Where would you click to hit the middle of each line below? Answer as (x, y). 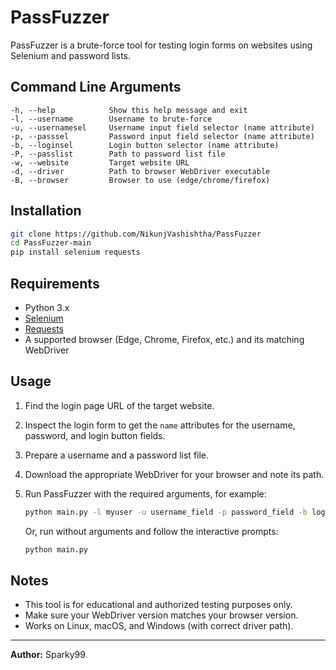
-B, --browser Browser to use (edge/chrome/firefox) (140, 180)
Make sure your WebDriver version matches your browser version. (161, 615)
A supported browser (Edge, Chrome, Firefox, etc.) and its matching (164, 339)
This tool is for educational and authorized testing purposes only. (158, 605)
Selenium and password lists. (71, 55)
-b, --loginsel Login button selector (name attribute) (145, 145)
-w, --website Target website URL (100, 162)
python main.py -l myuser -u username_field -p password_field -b (166, 512)
